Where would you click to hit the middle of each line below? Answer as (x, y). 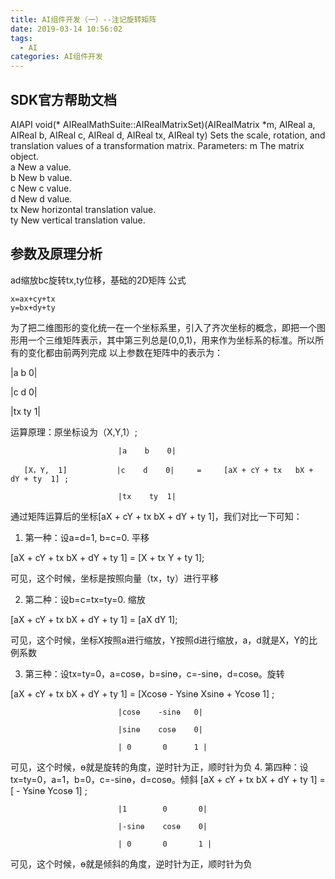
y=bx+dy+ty (33, 307)
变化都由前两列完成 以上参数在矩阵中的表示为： (125, 352)
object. (25, 156)
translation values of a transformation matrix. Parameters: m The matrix (157, 145)
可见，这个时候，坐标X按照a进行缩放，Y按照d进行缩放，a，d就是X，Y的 (159, 640)
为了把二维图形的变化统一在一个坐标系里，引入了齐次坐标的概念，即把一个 (163, 327)
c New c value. (41, 188)
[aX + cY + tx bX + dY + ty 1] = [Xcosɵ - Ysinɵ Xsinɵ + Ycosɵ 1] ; (142, 693)
